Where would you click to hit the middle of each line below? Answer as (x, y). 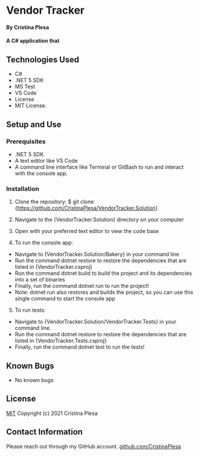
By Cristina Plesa (28, 27)
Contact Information (45, 432)
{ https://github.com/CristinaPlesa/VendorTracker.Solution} (86, 208)
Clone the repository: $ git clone (54, 202)
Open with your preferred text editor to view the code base (87, 231)
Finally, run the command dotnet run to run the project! (82, 286)
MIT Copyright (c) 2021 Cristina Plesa (52, 413)
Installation (23, 188)
